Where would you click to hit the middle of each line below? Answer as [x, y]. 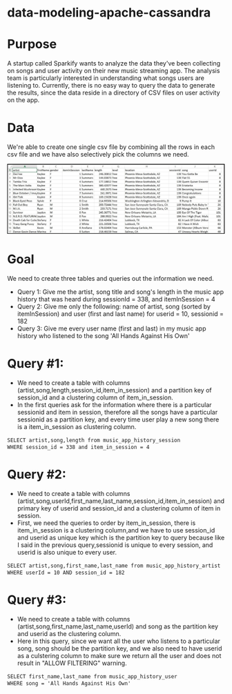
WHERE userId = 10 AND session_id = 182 [66, 573]
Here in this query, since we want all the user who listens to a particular [119, 641]
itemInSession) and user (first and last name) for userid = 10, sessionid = [120, 314]
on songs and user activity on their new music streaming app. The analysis [114, 71]
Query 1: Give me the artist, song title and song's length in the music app [120, 292]
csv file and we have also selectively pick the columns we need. [98, 155]
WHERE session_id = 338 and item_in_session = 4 [78, 447]
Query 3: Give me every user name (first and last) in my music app [112, 328]
